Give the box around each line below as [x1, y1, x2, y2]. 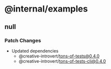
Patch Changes [4, 37, 42, 44]
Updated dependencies [11, 48, 59, 54]
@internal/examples [4, 3, 88, 14]
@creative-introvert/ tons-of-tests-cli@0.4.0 [18, 58, 106, 64]
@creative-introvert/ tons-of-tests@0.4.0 [18, 53, 100, 59]
